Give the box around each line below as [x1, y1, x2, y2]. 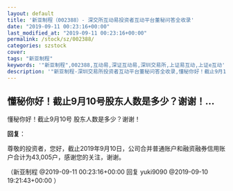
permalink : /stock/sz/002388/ [7, 36, 95, 43]
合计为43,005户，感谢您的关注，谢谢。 [12, 153, 126, 161]
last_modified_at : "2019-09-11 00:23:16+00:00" [7, 29, 148, 37]
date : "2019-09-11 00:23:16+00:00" [7, 23, 110, 30]
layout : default [7, 10, 54, 17]
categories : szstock [7, 42, 67, 49]
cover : [7, 49, 26, 56]
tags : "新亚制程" [7, 55, 53, 62]
